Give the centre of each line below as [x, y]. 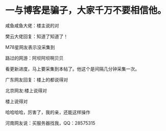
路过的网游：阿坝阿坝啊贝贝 [34, 58]
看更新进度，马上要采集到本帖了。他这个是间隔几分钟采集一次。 [72, 69]
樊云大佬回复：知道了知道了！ [37, 36]
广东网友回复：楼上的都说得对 [37, 80]
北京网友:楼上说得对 [26, 90]
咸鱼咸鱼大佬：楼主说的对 [32, 25]
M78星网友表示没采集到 [30, 47]
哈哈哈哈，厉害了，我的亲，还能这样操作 [48, 112]
